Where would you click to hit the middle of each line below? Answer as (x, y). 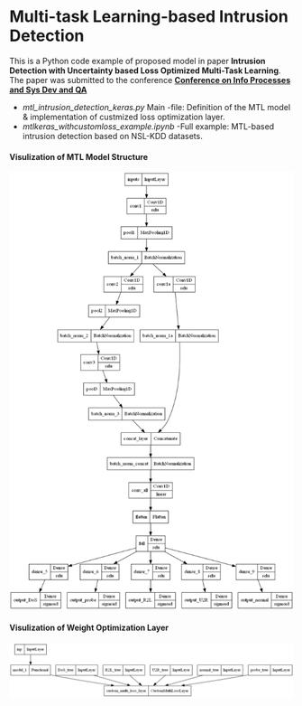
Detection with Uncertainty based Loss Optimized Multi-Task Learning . (145, 71)
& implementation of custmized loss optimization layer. (124, 117)
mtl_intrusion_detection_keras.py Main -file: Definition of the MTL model (156, 107)
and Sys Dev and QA (48, 89)
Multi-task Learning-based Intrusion (149, 17)
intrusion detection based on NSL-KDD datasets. (112, 136)
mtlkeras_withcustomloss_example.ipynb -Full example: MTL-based (148, 126)
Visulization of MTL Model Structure (79, 156)
